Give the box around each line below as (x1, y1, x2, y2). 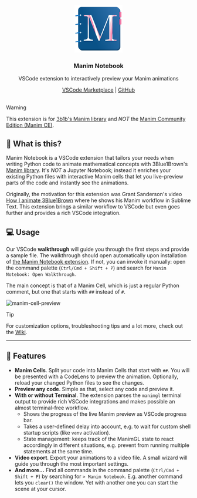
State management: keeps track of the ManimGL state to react (23, 435, 174, 442)
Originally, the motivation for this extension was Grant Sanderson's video (6, 191, 182, 198)
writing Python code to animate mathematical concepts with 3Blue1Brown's (6, 160, 188, 168)
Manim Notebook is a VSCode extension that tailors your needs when (6, 154, 174, 161)
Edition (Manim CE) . (6, 122, 55, 129)
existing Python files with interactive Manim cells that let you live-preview (6, 173, 184, 180)
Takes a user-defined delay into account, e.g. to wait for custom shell (23, 423, 191, 430)
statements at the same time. (23, 447, 94, 455)
